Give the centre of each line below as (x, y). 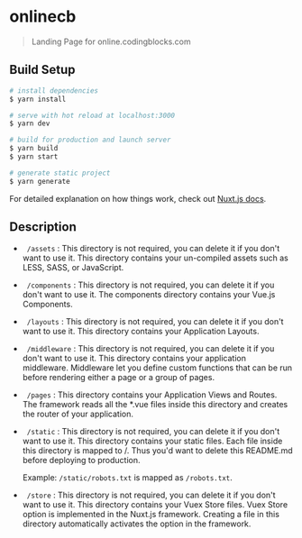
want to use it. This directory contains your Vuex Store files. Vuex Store (155, 505)
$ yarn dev (30, 123)
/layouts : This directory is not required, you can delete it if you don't (155, 322)
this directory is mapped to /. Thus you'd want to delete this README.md (157, 451)
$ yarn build (34, 149)
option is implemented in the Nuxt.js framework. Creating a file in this (151, 515)
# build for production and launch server (90, 140)
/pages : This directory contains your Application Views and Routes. (152, 395)
